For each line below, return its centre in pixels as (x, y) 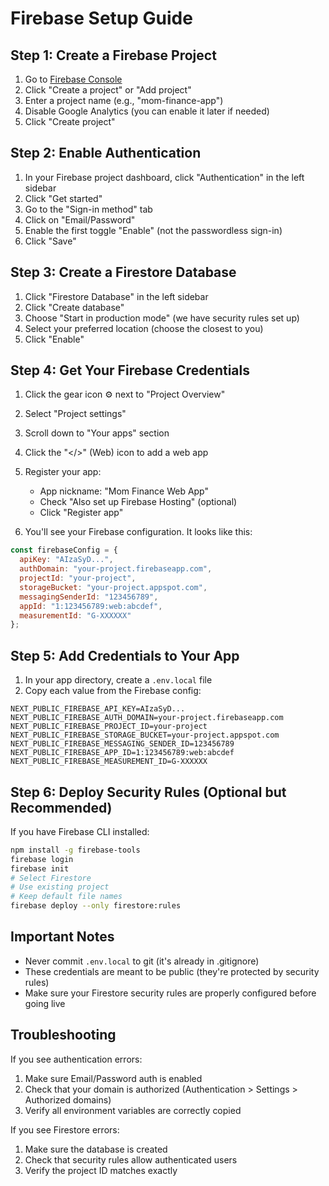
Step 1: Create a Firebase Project (113, 55)
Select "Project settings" (75, 414)
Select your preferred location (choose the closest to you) (144, 328)
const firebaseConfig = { (64, 550)
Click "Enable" (54, 339)
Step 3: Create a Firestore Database (123, 272)
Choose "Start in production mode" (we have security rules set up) (162, 318)
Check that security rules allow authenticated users (131, 1159)
